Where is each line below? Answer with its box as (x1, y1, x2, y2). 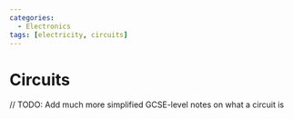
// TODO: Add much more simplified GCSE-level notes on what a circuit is (9, 99, 285, 110)
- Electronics (17, 22, 71, 31)
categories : (9, 13, 55, 23)
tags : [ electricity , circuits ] (9, 30, 128, 39)
